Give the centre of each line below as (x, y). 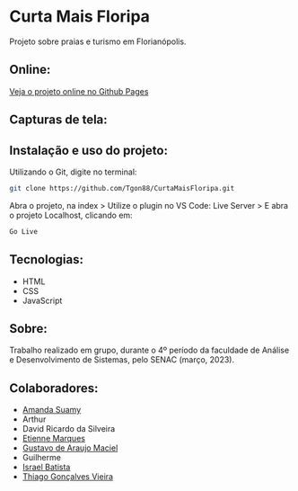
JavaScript (42, 300)
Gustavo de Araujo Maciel (70, 448)
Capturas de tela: (58, 120)
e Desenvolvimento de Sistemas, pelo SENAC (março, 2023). (122, 360)
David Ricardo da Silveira (69, 429)
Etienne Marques (53, 439)
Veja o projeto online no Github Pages (79, 91)
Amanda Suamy (52, 410)
